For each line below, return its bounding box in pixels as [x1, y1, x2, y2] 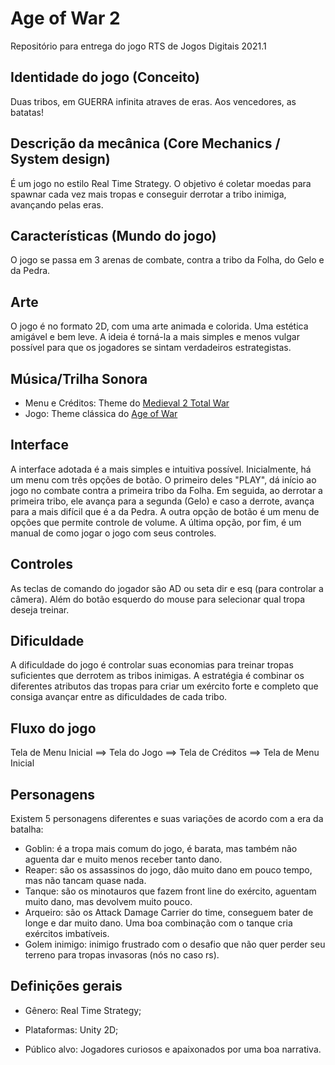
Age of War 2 [10, 7, 121, 30]
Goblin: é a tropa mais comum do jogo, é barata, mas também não [24, 843, 298, 855]
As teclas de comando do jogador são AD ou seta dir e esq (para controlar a [10, 582, 324, 594]
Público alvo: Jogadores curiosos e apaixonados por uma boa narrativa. [24, 1043, 322, 1055]
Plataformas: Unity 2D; [24, 1023, 119, 1036]
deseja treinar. [10, 603, 70, 616]
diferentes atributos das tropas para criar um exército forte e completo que [10, 680, 319, 692]
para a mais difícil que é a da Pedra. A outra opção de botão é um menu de [10, 505, 320, 517]
